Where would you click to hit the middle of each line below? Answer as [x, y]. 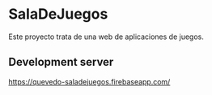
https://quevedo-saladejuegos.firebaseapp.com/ [89, 81]
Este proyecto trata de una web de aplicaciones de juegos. [106, 37]
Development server [61, 62]
